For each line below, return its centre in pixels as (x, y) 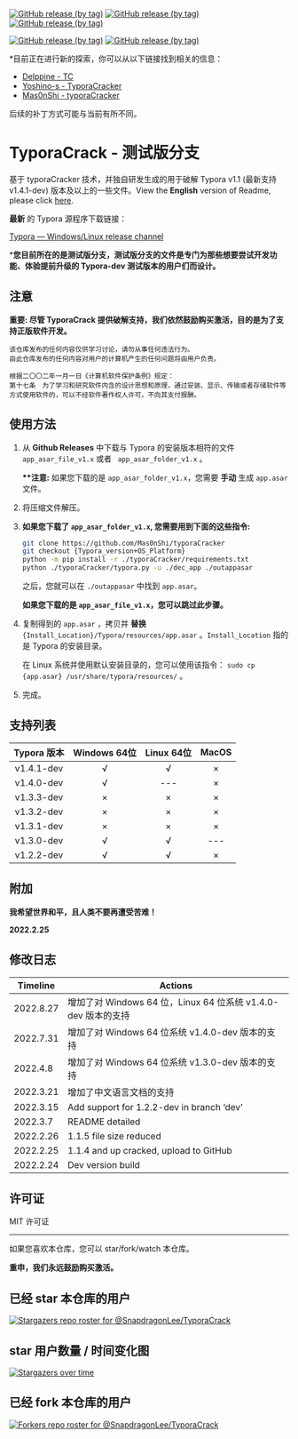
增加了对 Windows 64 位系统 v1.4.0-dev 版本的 (168, 1032)
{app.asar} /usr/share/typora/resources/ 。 (105, 676)
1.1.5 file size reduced (114, 1136)
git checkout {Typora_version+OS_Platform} (104, 551)
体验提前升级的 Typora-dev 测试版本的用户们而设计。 (122, 266)
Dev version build (104, 1164)
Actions (176, 985)
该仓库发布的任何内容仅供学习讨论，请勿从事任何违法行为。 (102, 349)
